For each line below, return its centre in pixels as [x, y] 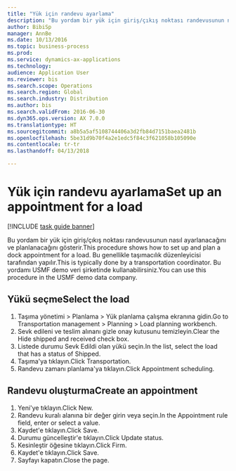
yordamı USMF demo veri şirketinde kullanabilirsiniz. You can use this [107, 270]
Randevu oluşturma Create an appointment [103, 391]
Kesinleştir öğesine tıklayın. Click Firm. [72, 445]
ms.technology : [29, 66]
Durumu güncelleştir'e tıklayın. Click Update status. [90, 437]
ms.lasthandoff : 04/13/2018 [48, 151]
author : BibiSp [29, 27]
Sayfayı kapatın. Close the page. [63, 460]
